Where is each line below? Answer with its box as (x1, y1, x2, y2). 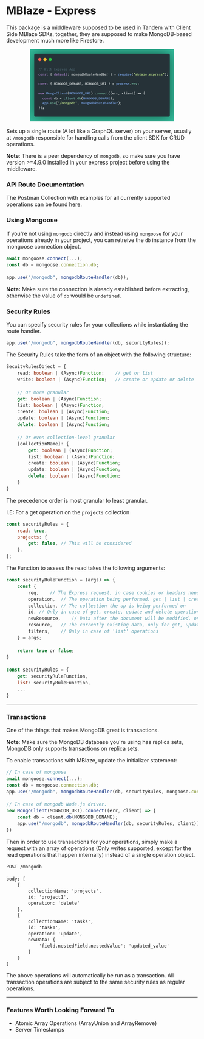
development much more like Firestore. (6, 37, 104, 44)
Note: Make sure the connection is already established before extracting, (6, 286, 189, 293)
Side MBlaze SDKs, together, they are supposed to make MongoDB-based (6, 30, 192, 37)
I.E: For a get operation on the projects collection (6, 508, 130, 516)
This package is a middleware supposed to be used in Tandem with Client (6, 24, 191, 31)
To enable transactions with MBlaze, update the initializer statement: (6, 756, 177, 764)
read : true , (17, 528, 47, 534)
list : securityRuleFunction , (17, 680, 91, 686)
